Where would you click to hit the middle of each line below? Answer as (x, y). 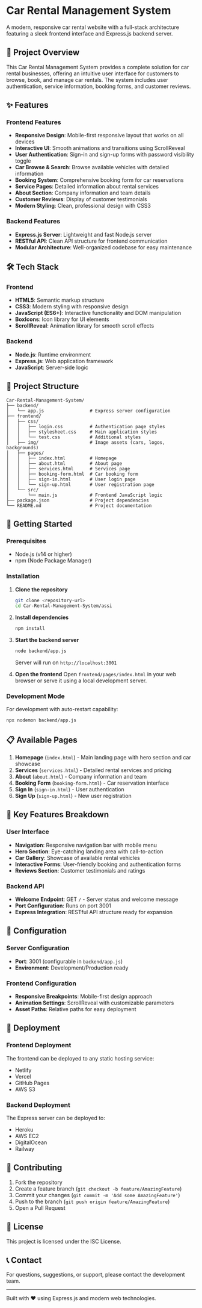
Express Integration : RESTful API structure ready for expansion (94, 912)
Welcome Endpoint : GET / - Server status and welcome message (96, 899)
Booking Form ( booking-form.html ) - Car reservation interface (92, 783)
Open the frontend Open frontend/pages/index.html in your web (95, 674)
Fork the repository (39, 1182)
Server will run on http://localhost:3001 (66, 662)
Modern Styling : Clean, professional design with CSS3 (83, 206)
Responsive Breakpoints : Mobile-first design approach (84, 996)
